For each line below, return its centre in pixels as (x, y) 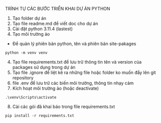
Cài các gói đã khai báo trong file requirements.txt (64, 107)
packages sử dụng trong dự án (44, 67)
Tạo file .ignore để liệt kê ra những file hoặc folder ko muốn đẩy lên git (84, 72)
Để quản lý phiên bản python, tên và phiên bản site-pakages (74, 44)
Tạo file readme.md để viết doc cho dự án (55, 24)
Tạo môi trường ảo (31, 34)
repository (23, 78)
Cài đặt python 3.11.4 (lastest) (42, 29)
